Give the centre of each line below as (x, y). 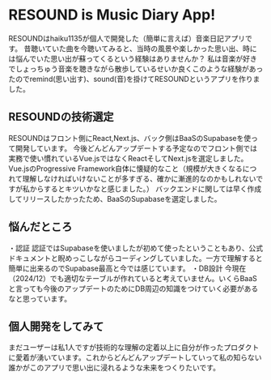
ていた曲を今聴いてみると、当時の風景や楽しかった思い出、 (144, 48)
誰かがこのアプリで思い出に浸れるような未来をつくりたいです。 (114, 368)
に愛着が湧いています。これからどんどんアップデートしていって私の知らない (135, 357)
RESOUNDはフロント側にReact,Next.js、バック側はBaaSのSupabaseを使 (130, 138)
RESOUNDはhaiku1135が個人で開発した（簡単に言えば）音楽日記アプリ (127, 38)
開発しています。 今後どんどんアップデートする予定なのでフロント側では (136, 148)
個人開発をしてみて (56, 326)
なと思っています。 (40, 298)
